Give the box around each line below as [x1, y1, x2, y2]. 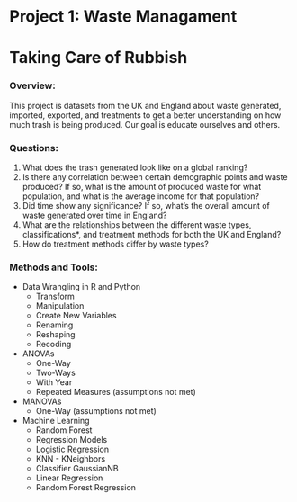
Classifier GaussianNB [35, 463, 119, 474]
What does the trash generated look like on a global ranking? [22, 162, 248, 173]
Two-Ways [35, 367, 76, 379]
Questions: [9, 141, 59, 154]
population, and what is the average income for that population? [22, 191, 260, 202]
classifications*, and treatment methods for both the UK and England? [22, 229, 282, 239]
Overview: [9, 79, 56, 92]
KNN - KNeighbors [35, 453, 106, 464]
